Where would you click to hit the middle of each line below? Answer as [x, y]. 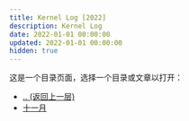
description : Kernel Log [56, 26]
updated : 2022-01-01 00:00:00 [66, 43]
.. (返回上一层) [49, 97]
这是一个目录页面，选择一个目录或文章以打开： [96, 78]
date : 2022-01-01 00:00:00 [60, 34]
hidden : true [34, 51]
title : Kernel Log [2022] [58, 17]
